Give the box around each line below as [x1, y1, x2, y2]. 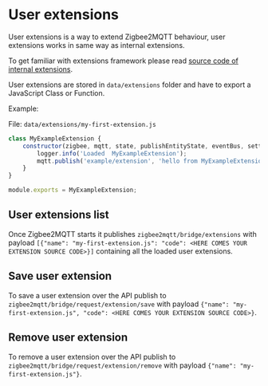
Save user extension [8, 270, 112, 283]
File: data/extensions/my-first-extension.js [8, 119, 157, 128]
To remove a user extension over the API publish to [8, 352, 176, 361]
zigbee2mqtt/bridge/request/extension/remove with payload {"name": [8, 360, 237, 370]
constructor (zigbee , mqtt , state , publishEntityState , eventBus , [22, 142, 245, 150]
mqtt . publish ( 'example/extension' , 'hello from [37, 157, 198, 165]
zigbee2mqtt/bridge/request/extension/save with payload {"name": [8, 299, 230, 309]
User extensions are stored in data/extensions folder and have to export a [8, 80, 251, 89]
